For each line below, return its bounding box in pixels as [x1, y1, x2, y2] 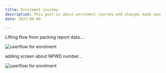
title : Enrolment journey [5, 7, 58, 12]
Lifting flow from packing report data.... [5, 34, 85, 40]
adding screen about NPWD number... [5, 53, 83, 59]
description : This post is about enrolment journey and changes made [5, 12, 152, 17]
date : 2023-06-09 [5, 16, 41, 21]
